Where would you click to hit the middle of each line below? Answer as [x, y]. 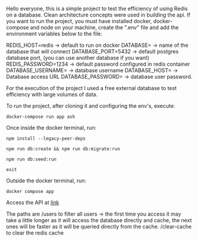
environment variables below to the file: [54, 34]
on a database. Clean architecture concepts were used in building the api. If [98, 15]
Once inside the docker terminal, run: [51, 128]
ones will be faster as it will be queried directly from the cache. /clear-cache [99, 226]
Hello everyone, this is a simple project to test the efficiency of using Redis [97, 9]
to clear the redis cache [35, 233]
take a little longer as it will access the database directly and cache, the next [99, 220]
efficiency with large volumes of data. [52, 94]
